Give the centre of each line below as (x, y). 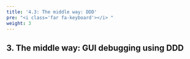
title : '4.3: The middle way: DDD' (52, 12)
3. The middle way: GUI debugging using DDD (95, 48)
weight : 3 (19, 23)
